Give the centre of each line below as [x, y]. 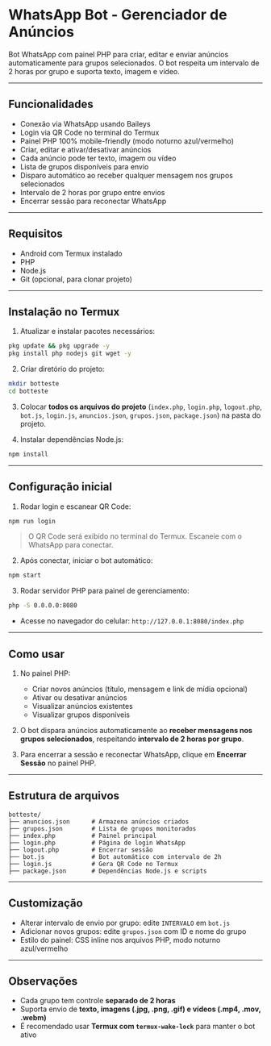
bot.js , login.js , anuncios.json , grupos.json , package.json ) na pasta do [140, 415]
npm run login [32, 521]
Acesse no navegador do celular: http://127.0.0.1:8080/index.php [132, 621]
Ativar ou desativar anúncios [79, 698]
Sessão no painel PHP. [58, 763]
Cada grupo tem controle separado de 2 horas [98, 1001]
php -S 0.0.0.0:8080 [43, 606]
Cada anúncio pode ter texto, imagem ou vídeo [98, 158]
